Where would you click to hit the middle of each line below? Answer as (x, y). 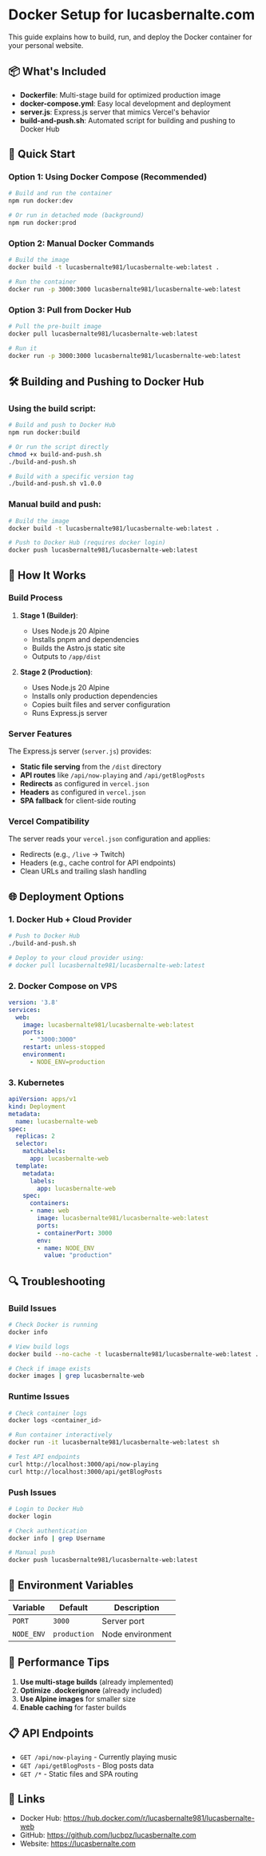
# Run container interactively (60, 1435)
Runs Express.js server (69, 713)
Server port (123, 1621)
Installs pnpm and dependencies (85, 639)
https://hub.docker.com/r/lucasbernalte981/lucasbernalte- (159, 1818)
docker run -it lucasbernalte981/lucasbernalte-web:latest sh (114, 1443)
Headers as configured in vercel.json (83, 792)
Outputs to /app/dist (66, 656)
